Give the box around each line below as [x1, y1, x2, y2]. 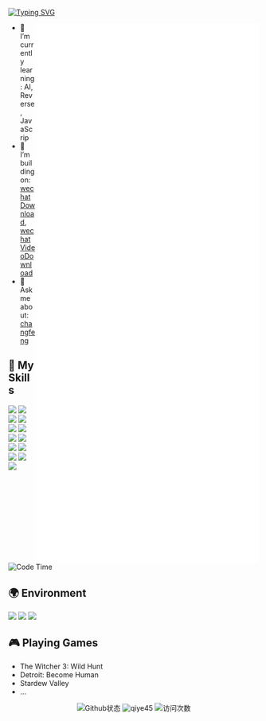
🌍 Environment [8, 586, 87, 600]
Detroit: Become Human [19, 669, 100, 680]
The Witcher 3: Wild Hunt [19, 661, 104, 671]
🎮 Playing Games [8, 637, 99, 650]
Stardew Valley [19, 678, 69, 688]
